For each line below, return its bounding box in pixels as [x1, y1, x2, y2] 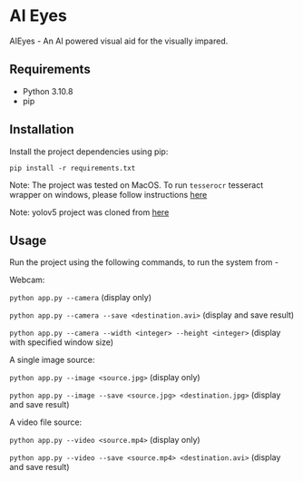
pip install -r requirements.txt [9, 163, 136, 172]
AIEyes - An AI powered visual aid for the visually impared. [9, 35, 229, 46]
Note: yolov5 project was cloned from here [9, 206, 170, 218]
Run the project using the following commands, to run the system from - [9, 257, 279, 268]
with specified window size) [9, 337, 114, 348]
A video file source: [9, 417, 83, 427]
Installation [9, 122, 74, 137]
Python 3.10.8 [22, 85, 73, 96]
